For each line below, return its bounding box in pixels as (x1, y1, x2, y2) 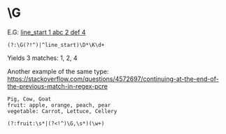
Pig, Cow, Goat (7, 96, 52, 103)
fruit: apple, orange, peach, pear (7, 101, 111, 109)
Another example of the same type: (7, 67, 109, 75)
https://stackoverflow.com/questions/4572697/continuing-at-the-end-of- (7, 75, 219, 83)
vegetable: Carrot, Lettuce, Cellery (7, 107, 118, 114)
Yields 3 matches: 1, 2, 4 (7, 54, 78, 62)
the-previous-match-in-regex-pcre (7, 82, 108, 90)
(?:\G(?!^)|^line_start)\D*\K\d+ (7, 41, 105, 48)
